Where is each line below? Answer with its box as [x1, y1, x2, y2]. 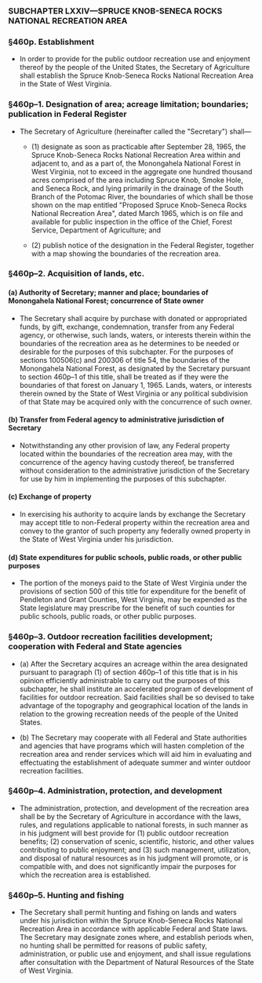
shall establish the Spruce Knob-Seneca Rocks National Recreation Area [19, 71, 253, 80]
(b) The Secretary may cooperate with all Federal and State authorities [19, 733, 247, 742]
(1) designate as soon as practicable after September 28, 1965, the [31, 141, 246, 151]
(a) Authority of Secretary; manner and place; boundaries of [8, 288, 209, 298]
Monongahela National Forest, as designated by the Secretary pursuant [19, 364, 251, 373]
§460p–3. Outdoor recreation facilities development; [8, 631, 213, 642]
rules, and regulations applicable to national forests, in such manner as [19, 820, 249, 829]
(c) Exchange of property [8, 492, 92, 502]
